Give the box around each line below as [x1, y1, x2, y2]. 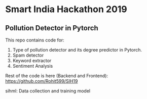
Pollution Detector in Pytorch [5, 24, 99, 32]
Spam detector [12, 52, 44, 58]
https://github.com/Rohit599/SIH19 [5, 78, 78, 84]
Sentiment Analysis [12, 63, 53, 69]
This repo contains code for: [5, 37, 64, 43]
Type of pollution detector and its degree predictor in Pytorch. [12, 47, 142, 53]
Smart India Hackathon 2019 [5, 4, 128, 15]
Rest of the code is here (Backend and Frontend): [5, 73, 108, 79]
